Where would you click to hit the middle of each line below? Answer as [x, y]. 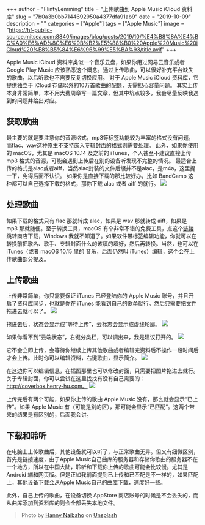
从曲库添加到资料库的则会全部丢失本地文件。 [63, 503]
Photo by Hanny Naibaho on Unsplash [69, 515]
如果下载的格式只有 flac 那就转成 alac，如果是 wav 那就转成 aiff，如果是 [97, 221]
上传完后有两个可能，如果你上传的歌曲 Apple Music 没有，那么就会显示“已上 [102, 399]
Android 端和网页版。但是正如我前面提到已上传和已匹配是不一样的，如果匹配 [103, 475]
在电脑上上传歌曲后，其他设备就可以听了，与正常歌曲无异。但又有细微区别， [103, 451]
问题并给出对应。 [38, 100]
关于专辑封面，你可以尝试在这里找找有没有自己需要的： [76, 379]
